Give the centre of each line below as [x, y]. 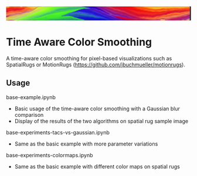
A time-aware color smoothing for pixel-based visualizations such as [89, 58]
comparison [29, 114]
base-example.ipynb [31, 97]
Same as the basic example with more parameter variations [86, 144]
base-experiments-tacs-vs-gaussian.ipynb [58, 132]
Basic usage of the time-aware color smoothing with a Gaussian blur [97, 109]
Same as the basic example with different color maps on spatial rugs [97, 166]
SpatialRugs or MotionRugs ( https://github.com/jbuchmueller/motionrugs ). [96, 65]
